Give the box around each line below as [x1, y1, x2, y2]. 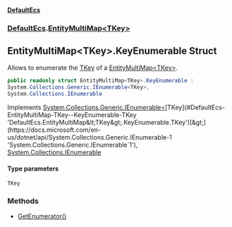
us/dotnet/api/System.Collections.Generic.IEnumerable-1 [7, 133, 173, 141]
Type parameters [7, 164, 59, 173]
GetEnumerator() [17, 212, 67, 221]
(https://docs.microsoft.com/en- [7, 125, 101, 134]
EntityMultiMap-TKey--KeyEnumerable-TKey [7, 110, 137, 119]
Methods [7, 196, 39, 206]
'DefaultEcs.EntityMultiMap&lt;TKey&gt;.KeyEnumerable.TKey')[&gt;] [7, 118, 207, 126]
